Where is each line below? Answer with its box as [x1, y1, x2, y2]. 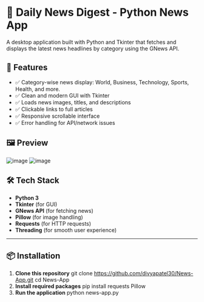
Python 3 [15, 194, 39, 202]
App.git [15, 276, 34, 284]
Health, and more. [15, 85, 61, 93]
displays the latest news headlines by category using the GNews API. [6, 45, 180, 52]
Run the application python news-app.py [15, 289, 119, 297]
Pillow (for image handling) [15, 213, 83, 221]
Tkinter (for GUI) [15, 201, 58, 208]
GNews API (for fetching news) [15, 207, 94, 215]
